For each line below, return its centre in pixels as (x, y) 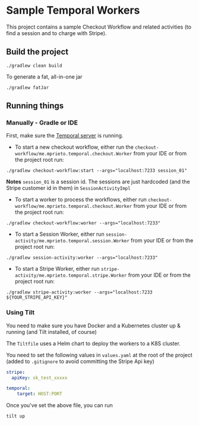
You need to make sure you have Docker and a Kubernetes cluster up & (94, 326)
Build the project (37, 52)
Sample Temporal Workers (73, 10)
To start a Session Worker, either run (60, 234)
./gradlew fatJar (28, 87)
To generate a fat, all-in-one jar (44, 76)
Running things (35, 106)
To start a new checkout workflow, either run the (74, 147)
